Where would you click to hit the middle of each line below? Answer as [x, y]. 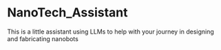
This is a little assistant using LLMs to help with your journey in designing [111, 32]
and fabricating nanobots [43, 38]
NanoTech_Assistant [67, 13]
